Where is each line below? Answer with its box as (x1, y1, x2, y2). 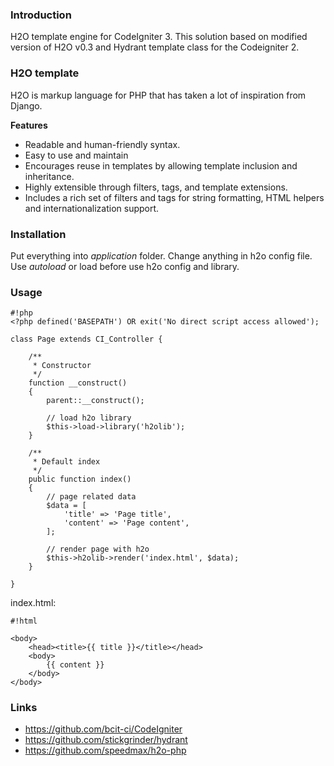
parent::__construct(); (46, 396, 145, 406)
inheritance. (24, 170, 75, 182)
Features (10, 119, 48, 131)
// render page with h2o (46, 544, 150, 555)
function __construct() (28, 378, 128, 388)
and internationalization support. (24, 202, 160, 214)
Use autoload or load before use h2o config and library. (10, 260, 240, 272)
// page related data (46, 492, 137, 502)
